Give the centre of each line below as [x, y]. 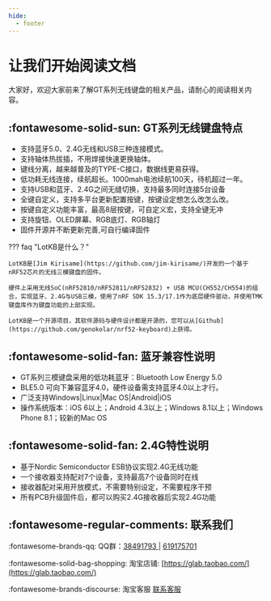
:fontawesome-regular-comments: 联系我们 [121, 525]
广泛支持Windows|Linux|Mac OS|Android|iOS [96, 398]
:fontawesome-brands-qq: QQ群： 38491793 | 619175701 [103, 546]
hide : [17, 16]
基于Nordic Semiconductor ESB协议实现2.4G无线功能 [109, 467]
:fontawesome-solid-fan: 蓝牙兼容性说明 [112, 356]
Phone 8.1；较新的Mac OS [64, 418]
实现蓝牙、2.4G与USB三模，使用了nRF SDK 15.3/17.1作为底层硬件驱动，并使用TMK [141, 297]
